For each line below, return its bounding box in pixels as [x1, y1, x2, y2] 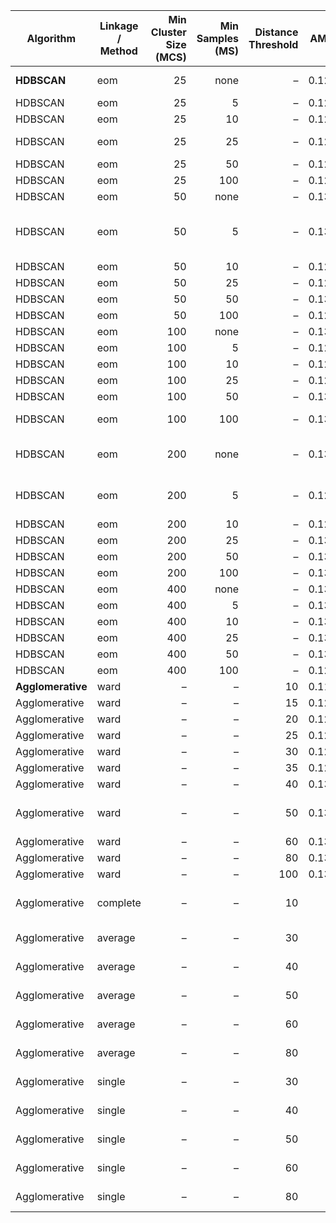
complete [96, 896, 142, 909]
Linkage [99, 19, 139, 33]
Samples [196, 32, 239, 45]
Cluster [150, 25, 187, 39]
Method [99, 44, 138, 58]
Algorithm [26, 32, 77, 45]
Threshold [248, 38, 299, 51]
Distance [254, 25, 299, 39]
